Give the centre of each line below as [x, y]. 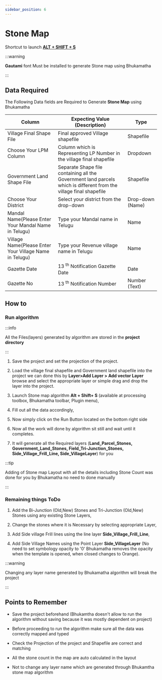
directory [14, 343]
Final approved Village [83, 133]
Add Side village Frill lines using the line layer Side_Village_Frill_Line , [81, 534]
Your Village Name [28, 252]
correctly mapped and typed [40, 633]
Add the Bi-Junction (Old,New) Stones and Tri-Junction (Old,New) [78, 510]
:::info [11, 328]
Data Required [27, 90]
